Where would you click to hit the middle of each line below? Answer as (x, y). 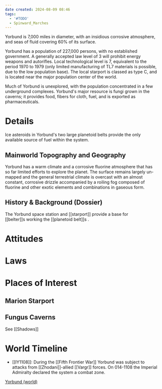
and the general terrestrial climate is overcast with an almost (83, 177)
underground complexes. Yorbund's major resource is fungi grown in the (77, 91)
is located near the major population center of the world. (61, 77)
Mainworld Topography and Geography (66, 155)
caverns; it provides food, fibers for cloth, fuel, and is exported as (70, 97)
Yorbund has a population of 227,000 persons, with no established (71, 51)
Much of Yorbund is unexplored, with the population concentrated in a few (79, 86)
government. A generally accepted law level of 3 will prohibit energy (73, 57)
